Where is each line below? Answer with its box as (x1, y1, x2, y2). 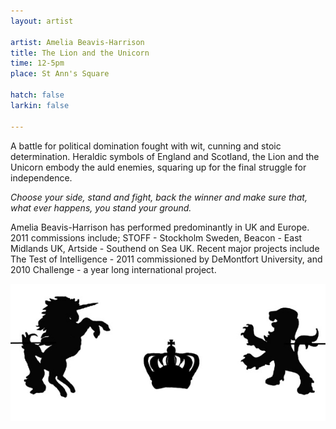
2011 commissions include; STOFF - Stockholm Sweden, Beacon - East (10, 231, 303, 244)
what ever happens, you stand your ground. (10, 201, 192, 214)
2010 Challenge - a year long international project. (10, 263, 217, 275)
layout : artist (10, 16, 74, 26)
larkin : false (10, 100, 70, 110)
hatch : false (10, 90, 65, 100)
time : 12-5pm (10, 58, 65, 69)
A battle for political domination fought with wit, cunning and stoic (10, 140, 282, 152)
